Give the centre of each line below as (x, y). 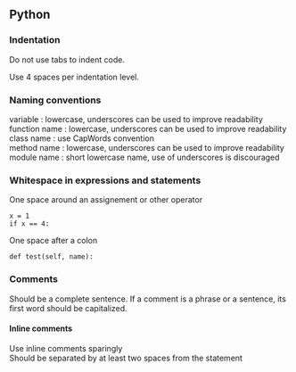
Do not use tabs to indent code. (67, 59)
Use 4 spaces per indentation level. (74, 77)
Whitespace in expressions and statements (105, 180)
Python (30, 15)
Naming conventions (55, 100)
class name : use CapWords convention (82, 138)
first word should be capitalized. (68, 308)
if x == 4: (29, 224)
